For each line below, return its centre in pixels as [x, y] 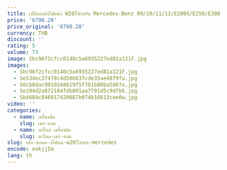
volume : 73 [23, 53]
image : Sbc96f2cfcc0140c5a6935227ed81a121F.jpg [77, 59]
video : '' [21, 104]
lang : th [20, 156]
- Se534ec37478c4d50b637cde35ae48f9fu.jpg [75, 78]
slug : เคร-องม [38, 123]
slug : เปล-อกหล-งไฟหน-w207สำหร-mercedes [62, 143]
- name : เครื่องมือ [34, 117]
